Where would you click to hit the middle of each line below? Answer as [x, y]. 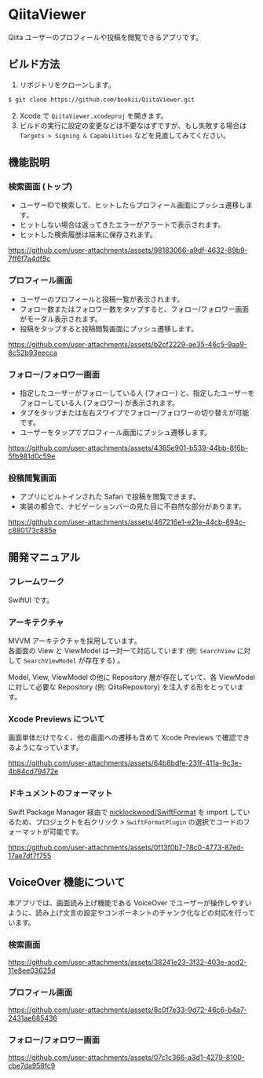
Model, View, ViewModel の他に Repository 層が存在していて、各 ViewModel [131, 678]
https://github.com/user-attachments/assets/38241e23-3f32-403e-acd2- [128, 962]
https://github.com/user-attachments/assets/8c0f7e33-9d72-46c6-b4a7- [128, 1010]
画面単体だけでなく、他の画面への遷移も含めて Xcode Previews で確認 [122, 738]
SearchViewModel [50, 661]
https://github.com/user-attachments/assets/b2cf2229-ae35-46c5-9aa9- [128, 344]
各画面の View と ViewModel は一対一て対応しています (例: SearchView [122, 651]
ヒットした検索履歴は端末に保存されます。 [88, 235]
